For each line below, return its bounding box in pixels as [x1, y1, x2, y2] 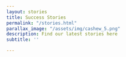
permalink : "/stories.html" [6, 20, 78, 26]
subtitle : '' [6, 37, 39, 43]
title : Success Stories [6, 14, 67, 20]
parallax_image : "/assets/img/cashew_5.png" [6, 25, 121, 32]
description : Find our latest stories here [6, 31, 118, 37]
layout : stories [6, 8, 47, 15]
